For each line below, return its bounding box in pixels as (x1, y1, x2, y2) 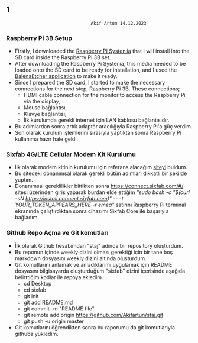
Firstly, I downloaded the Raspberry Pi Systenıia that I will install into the (14, 47, 190, 55)
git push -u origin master (23, 318, 84, 325)
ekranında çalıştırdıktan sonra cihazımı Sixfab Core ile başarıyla (14, 208, 170, 215)
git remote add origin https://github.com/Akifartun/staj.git (23, 311, 164, 318)
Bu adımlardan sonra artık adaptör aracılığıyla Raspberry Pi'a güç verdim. (14, 123, 193, 130)
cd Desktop (23, 280, 52, 287)
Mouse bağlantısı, (23, 104, 67, 111)
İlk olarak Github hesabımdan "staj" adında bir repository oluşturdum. (14, 242, 183, 249)
